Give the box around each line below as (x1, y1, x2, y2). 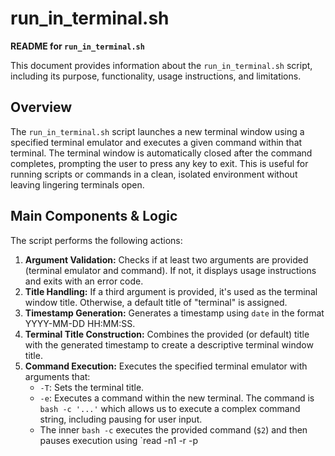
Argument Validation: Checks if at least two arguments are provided (24, 253, 309, 266)
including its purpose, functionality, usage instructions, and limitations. (10, 70, 302, 82)
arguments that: (24, 370, 91, 382)
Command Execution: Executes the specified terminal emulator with (24, 360, 308, 372)
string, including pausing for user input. (39, 413, 203, 425)
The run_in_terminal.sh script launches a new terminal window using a (10, 125, 305, 137)
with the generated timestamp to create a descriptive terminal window (24, 338, 314, 351)
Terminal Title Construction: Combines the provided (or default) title (24, 328, 310, 340)
